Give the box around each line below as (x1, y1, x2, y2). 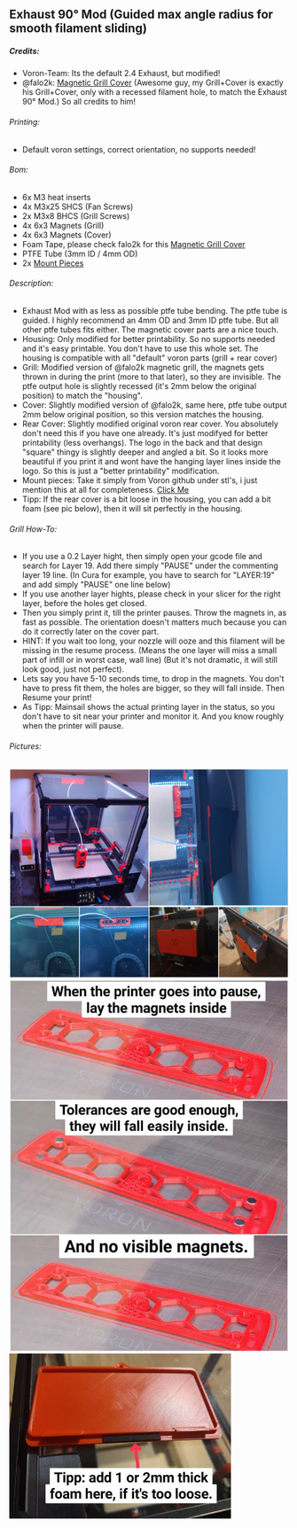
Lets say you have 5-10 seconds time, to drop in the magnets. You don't (21, 674, 285, 684)
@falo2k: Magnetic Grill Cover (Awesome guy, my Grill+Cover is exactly (21, 77, 284, 88)
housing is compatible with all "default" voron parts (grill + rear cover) (21, 352, 277, 363)
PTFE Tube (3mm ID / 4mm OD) (21, 248, 138, 259)
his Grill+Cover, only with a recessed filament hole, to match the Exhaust (21, 87, 287, 97)
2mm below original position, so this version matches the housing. (21, 409, 264, 419)
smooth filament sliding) (9, 21, 148, 36)
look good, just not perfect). (21, 664, 125, 674)
